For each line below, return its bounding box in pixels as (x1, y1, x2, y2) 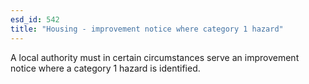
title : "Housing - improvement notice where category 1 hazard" (10, 24, 284, 34)
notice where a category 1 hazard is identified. (10, 62, 201, 74)
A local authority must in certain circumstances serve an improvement (10, 51, 300, 63)
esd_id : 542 (10, 14, 60, 25)
